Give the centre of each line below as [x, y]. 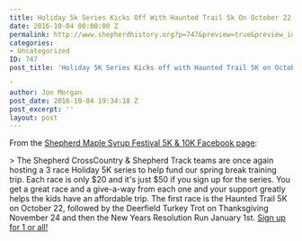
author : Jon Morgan [46, 92]
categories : [31, 43]
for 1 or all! [29, 228]
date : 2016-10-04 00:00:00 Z [64, 26]
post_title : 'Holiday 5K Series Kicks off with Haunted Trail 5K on [140, 68]
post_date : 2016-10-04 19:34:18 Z [74, 101]
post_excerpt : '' [42, 109]
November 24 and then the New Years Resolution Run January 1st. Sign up [147, 218]
